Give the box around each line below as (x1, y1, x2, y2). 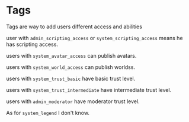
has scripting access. (6, 41, 58, 48)
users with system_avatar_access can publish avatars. (6, 52, 137, 59)
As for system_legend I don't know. (6, 109, 90, 116)
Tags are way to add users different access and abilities (6, 23, 142, 30)
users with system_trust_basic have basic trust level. (6, 75, 136, 82)
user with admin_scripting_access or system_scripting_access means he (6, 34, 183, 41)
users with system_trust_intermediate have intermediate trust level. (6, 86, 172, 93)
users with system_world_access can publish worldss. (6, 63, 135, 71)
